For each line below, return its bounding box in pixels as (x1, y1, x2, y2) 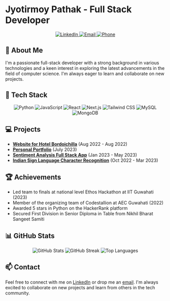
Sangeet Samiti (12, 216, 45, 222)
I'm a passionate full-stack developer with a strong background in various (5, 60, 159, 66)
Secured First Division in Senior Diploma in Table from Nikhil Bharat (12, 211, 153, 217)
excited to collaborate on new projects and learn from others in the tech (5, 284, 155, 290)
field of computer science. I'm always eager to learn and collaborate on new (5, 70, 165, 77)
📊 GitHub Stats (5, 231, 55, 240)
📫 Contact (5, 263, 41, 271)
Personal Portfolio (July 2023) (12, 146, 77, 153)
